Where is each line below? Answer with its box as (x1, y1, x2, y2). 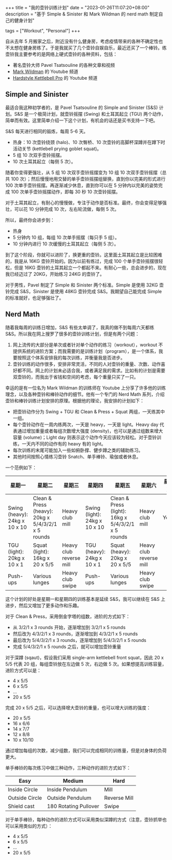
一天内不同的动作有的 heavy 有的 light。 (21, 440, 106, 446)
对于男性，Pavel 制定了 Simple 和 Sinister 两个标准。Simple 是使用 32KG (5, 282, 158, 288)
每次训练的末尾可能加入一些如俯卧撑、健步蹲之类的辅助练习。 (12, 447, 143, 453)
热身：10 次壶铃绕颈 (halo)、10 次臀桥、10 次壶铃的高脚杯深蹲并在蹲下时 (12, 139, 165, 145)
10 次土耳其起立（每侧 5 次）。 (12, 158, 76, 165)
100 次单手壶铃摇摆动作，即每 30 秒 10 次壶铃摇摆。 (11, 188, 120, 194)
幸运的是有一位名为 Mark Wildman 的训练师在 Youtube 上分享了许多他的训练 (5, 385, 166, 391)
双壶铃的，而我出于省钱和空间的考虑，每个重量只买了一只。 (12, 373, 139, 380)
